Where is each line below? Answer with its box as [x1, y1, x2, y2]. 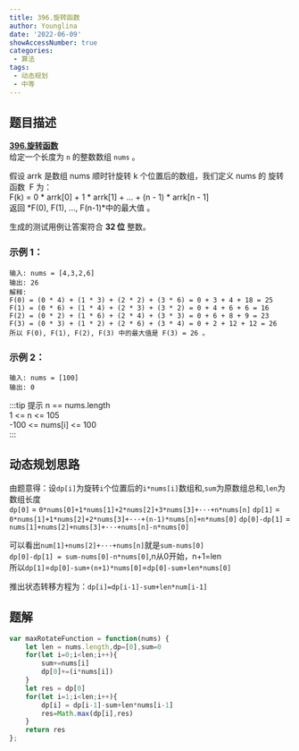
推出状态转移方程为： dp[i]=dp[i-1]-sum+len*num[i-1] [9, 581, 208, 592]
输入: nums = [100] [9, 373, 79, 383]
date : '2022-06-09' [9, 30, 82, 38]
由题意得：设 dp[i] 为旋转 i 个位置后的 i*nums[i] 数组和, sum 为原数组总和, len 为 [9, 482, 286, 493]
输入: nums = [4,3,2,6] [9, 269, 96, 277]
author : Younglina [9, 21, 78, 30]
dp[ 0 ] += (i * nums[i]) [41, 668, 114, 677]
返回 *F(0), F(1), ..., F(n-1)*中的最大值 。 [9, 202, 155, 213]
